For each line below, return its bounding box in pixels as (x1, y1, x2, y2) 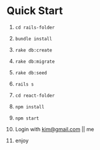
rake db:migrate (15, 59, 55, 64)
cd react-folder (15, 93, 55, 98)
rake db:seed (15, 70, 47, 76)
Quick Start (6, 4, 63, 18)
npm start (15, 115, 40, 121)
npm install (15, 104, 44, 110)
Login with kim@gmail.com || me (15, 125, 94, 132)
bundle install (15, 36, 53, 42)
